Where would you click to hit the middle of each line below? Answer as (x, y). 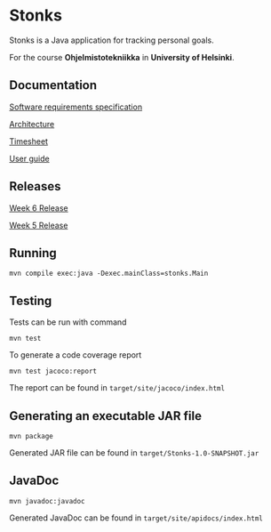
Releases (35, 186)
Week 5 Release (39, 225)
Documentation (53, 85)
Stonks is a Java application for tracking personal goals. (112, 40)
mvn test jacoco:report (53, 371)
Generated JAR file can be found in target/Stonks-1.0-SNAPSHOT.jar (134, 453)
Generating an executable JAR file (106, 416)
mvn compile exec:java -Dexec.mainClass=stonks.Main (109, 274)
